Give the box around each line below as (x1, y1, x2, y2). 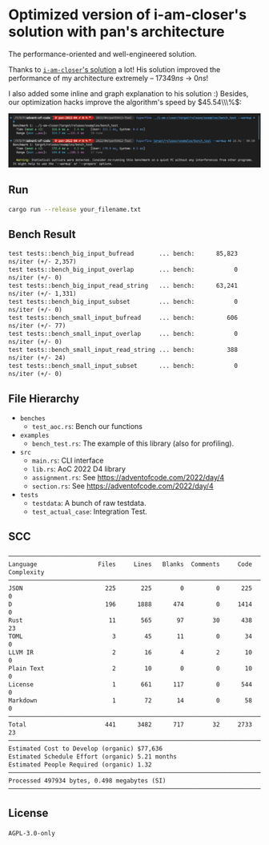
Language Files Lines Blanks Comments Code (8, 560, 252, 568)
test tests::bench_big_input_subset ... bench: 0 (8, 298, 239, 306)
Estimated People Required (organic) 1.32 (8, 760, 152, 769)
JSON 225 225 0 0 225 (8, 584, 252, 592)
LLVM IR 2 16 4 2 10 (8, 648, 252, 657)
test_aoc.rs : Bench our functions (31, 422, 143, 431)
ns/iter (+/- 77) (8, 322, 66, 330)
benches (19, 414, 46, 422)
